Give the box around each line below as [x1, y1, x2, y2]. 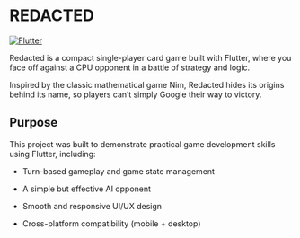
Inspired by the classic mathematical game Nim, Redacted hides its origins [9, 79, 285, 90]
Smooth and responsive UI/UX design [22, 200, 163, 211]
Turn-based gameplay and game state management [22, 165, 216, 176]
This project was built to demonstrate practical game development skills [9, 138, 276, 149]
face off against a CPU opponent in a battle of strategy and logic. [9, 62, 251, 73]
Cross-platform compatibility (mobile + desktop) [22, 217, 201, 229]
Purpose [9, 115, 58, 130]
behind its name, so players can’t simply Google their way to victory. [9, 89, 262, 100]
